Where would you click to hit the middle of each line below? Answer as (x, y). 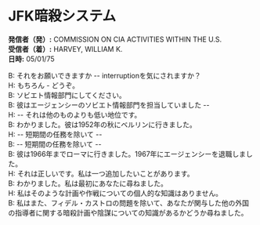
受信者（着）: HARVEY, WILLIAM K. (65, 49)
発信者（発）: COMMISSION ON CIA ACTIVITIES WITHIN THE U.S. (115, 39)
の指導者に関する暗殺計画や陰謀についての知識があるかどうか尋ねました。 (128, 212)
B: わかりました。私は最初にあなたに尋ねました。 (88, 183)
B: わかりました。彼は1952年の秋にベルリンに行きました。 (103, 124)
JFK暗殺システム (62, 16)
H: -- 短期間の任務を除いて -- (55, 134)
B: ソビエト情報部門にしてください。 (67, 95)
